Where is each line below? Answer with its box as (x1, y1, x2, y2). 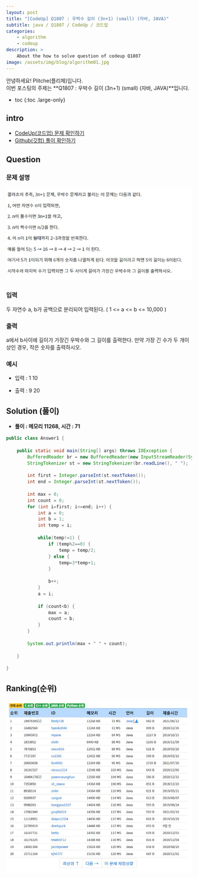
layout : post (6, 9, 38, 15)
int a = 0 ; (37, 510, 65, 516)
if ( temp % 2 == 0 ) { (48, 541, 91, 547)
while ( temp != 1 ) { (37, 535, 81, 541)
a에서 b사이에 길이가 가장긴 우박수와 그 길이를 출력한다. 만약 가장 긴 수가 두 (6, 336, 179, 343)
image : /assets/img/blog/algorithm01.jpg (6, 59, 110, 65)
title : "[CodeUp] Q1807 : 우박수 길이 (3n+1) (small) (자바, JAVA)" (6, 15, 169, 22)
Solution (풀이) (6, 406, 60, 416)
